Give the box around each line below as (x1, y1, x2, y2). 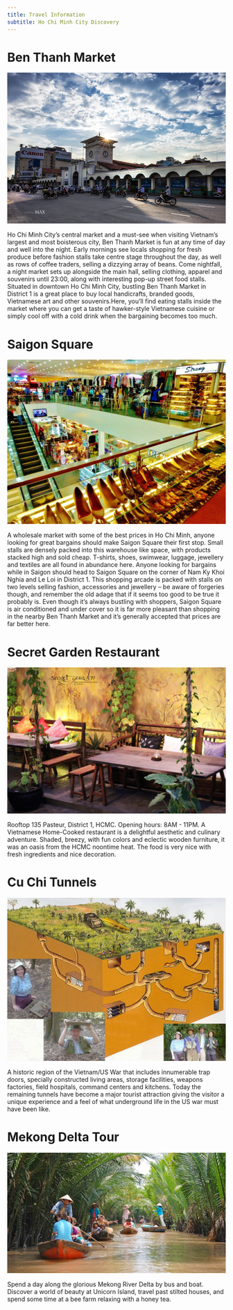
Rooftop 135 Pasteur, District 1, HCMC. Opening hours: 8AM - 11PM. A (7, 821, 206, 829)
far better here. (7, 620, 51, 628)
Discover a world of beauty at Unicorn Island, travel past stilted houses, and (7, 1287, 224, 1295)
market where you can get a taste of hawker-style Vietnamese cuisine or (7, 305, 215, 313)
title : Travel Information (7, 11, 85, 18)
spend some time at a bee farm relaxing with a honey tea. (7, 1295, 171, 1303)
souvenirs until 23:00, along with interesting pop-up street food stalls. (7, 275, 207, 283)
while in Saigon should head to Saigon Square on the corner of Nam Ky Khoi (7, 568, 225, 577)
